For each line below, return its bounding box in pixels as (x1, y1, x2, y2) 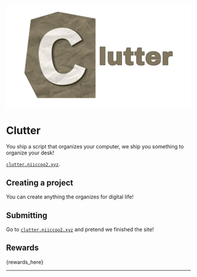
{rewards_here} (6, 258, 44, 265)
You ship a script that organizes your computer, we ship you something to (6, 143, 184, 150)
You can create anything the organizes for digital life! (6, 193, 134, 201)
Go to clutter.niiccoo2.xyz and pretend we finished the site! (6, 226, 154, 233)
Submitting (6, 210, 48, 220)
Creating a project (6, 178, 73, 188)
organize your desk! (6, 149, 55, 157)
